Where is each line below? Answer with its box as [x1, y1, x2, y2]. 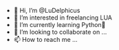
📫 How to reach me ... [13, 36, 78, 43]
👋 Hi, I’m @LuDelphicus [13, 7, 80, 14]
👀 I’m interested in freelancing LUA [13, 14, 112, 22]
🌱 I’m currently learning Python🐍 [13, 21, 106, 28]
